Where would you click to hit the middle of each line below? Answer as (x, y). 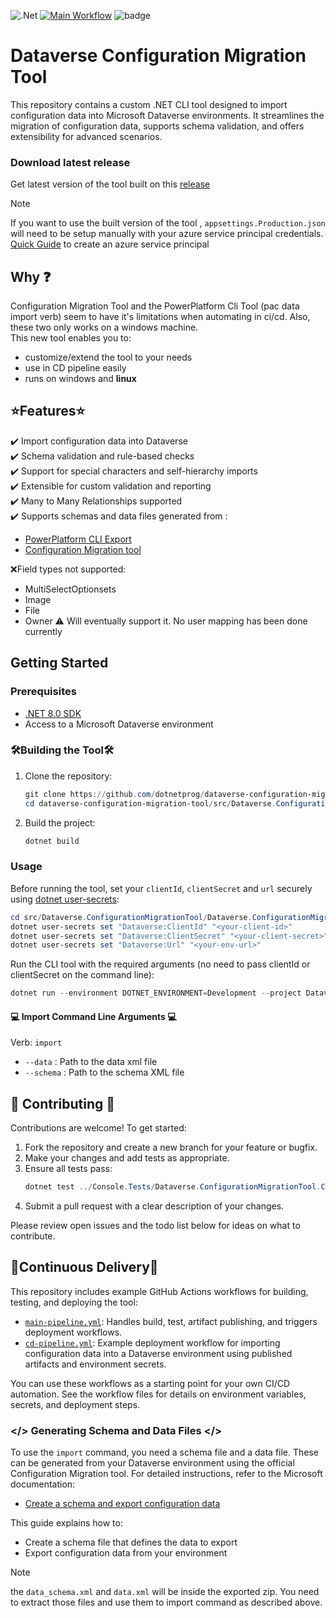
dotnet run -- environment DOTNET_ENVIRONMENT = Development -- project (156, 993)
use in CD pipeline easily (75, 368)
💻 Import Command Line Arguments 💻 (93, 1016)
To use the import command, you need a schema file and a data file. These (165, 1452)
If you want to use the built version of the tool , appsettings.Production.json (168, 223)
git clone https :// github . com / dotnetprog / (114, 794)
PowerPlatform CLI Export (78, 539)
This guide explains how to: (66, 1523)
